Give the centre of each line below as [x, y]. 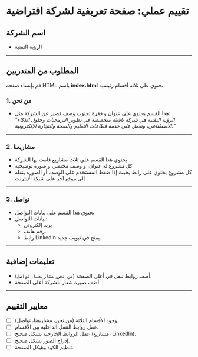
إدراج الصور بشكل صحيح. [42, 340]
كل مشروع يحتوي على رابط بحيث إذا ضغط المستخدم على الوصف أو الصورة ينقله [103, 172]
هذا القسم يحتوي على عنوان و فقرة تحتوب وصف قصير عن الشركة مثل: [93, 113]
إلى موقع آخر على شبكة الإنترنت [50, 178]
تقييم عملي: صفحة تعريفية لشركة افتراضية [98, 11]
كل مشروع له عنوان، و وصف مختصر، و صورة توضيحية [73, 166]
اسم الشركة [26, 33]
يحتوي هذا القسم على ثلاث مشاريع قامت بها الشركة [71, 160]
